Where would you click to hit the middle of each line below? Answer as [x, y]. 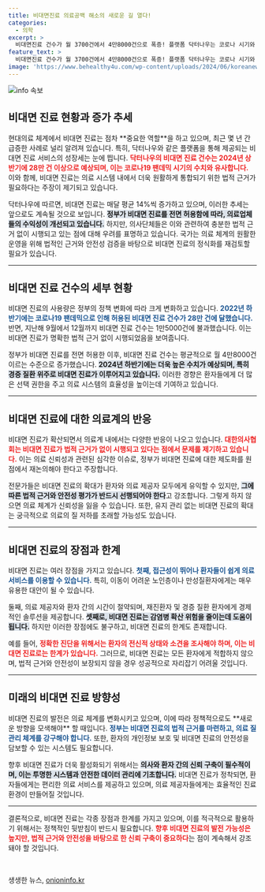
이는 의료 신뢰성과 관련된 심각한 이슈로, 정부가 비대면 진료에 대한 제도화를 [131, 459]
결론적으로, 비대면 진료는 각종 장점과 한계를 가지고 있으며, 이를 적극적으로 [121, 818]
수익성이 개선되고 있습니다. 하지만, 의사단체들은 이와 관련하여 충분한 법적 [134, 224]
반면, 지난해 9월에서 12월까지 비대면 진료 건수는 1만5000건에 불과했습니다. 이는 [130, 328]
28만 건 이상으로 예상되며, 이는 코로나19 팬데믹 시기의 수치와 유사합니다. [139, 167]
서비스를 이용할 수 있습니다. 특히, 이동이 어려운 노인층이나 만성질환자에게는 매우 [130, 580]
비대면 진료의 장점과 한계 [64, 550]
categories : [28, 23]
